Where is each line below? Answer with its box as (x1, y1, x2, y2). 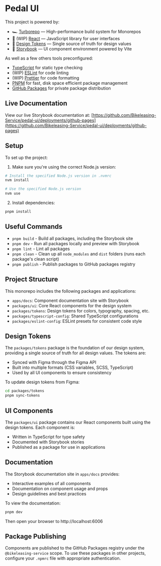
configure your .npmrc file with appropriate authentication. (5, 555, 121, 561)
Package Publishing (5, 533, 66, 541)
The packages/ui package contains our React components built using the (5, 419, 151, 425)
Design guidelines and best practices (12, 490, 86, 497)
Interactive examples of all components (12, 480, 91, 486)
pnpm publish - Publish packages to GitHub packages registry (12, 261, 136, 267)
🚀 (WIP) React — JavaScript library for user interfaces (12, 35, 120, 41)
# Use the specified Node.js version (5, 187, 81, 191)
